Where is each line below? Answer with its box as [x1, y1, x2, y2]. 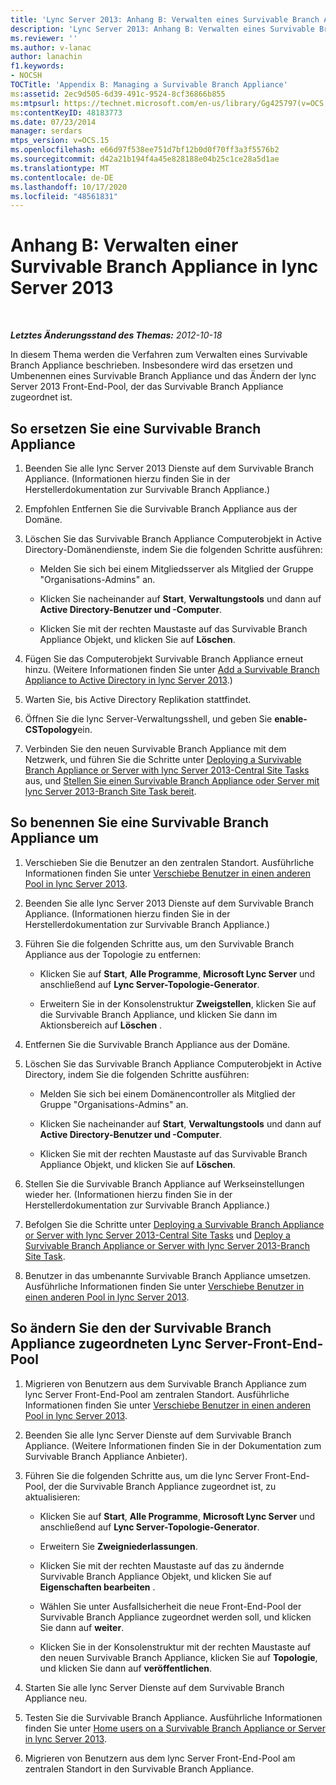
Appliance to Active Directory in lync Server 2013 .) [24, 674, 233, 686]
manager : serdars [10, 126, 83, 136]
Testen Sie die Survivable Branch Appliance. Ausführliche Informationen [24, 1711, 323, 1723]
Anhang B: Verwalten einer [10, 234, 239, 257]
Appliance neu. [24, 1692, 88, 1704]
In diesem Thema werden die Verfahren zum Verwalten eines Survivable [10, 349, 308, 361]
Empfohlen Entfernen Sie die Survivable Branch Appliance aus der [24, 503, 298, 515]
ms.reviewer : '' [10, 33, 78, 43]
